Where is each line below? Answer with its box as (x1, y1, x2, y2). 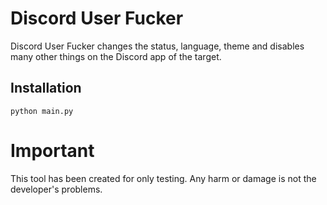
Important (10, 139, 95, 162)
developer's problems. (10, 183, 103, 195)
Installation (10, 80, 82, 97)
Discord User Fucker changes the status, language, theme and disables (10, 40, 305, 52)
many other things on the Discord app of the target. (10, 50, 222, 62)
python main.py (10, 106, 74, 116)
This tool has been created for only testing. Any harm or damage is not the (10, 172, 317, 184)
